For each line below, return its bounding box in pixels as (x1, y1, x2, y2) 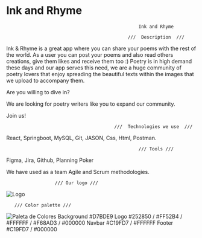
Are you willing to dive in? (6, 88, 71, 95)
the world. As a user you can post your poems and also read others (6, 51, 174, 58)
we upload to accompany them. (6, 77, 85, 84)
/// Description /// (127, 34, 185, 40)
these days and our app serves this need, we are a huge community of (6, 64, 182, 71)
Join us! (6, 112, 26, 119)
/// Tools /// (138, 146, 174, 152)
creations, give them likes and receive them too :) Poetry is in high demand (6, 57, 192, 65)
